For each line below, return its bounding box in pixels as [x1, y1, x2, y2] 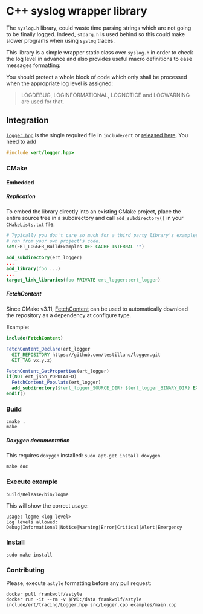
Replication [6, 192, 36, 200]
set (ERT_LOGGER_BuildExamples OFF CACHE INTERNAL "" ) [6, 244, 145, 250]
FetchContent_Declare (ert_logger [6, 346, 91, 352]
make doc [6, 464, 28, 470]
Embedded [6, 179, 34, 186]
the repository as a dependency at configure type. [6, 312, 132, 319]
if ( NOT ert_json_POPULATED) [6, 373, 77, 380]
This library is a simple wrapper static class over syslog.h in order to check [6, 48, 193, 56]
